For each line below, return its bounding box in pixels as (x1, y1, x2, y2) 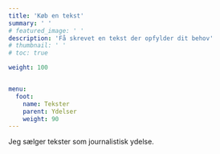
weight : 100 (8, 63, 48, 72)
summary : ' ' (8, 19, 52, 27)
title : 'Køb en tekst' (8, 11, 84, 20)
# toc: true (8, 49, 48, 57)
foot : (15, 92, 35, 100)
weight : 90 (22, 115, 59, 123)
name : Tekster (22, 99, 70, 108)
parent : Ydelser (22, 107, 78, 115)
